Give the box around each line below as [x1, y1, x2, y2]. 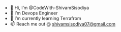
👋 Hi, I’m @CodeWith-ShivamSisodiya [10, 5, 89, 10]
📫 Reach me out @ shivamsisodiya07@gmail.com [10, 21, 116, 27]
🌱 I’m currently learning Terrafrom [10, 15, 81, 21]
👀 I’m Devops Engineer [10, 10, 58, 16]
